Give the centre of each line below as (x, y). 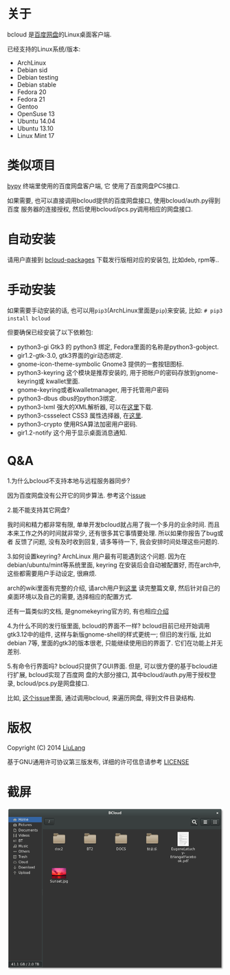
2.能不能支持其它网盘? (38, 509)
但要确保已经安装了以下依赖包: (50, 332)
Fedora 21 (31, 99)
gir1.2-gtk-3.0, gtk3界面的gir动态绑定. (70, 355)
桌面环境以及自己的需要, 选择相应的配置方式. (70, 596)
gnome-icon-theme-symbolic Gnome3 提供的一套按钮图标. (100, 364)
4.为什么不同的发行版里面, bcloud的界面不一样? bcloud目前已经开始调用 (109, 626)
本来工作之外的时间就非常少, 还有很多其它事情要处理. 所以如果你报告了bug (112, 533)
